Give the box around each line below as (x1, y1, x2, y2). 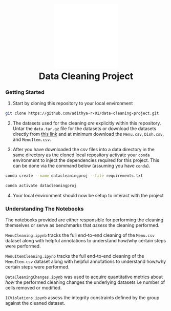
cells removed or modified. (5, 285, 62, 291)
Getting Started (5, 89, 45, 96)
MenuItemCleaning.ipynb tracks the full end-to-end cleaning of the (5, 253, 144, 259)
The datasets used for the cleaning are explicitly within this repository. (12, 120, 161, 127)
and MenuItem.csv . (12, 136, 51, 142)
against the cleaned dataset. (5, 300, 66, 306)
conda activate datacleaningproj (5, 183, 77, 189)
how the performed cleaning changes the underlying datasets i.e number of (5, 279, 165, 285)
